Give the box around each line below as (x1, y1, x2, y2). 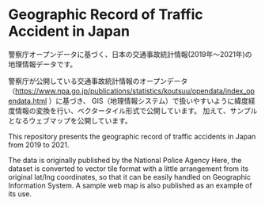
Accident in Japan (8, 22, 131, 40)
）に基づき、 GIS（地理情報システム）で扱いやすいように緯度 (48, 96, 249, 105)
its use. (8, 188, 32, 199)
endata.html (8, 96, 47, 105)
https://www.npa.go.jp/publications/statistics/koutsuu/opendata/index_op (15, 85, 256, 96)
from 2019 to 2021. (8, 140, 70, 150)
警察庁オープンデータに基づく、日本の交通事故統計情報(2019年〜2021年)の (8, 49, 252, 59)
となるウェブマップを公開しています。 (8, 116, 132, 125)
